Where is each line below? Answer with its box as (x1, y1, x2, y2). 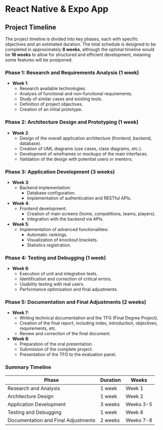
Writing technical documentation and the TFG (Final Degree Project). (19, 315, 159, 321)
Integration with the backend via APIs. (27, 216, 104, 222)
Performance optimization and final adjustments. (19, 287, 118, 292)
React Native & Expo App (5, 3, 109, 15)
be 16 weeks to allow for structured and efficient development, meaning (5, 52, 151, 57)
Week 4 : (12, 200, 30, 206)
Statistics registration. (27, 242, 71, 248)
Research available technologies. (19, 86, 87, 91)
